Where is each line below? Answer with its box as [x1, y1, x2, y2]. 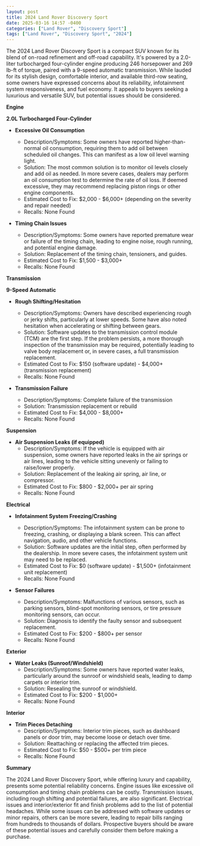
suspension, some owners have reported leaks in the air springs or [23, 451, 188, 458]
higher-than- [154, 138, 186, 145]
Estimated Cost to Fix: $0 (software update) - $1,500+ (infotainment [23, 562, 191, 570]
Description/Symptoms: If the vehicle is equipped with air [23, 445, 165, 452]
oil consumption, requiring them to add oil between [42, 145, 168, 152]
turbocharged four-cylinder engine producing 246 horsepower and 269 [17, 60, 193, 68]
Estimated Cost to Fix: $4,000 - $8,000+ [23, 409, 124, 416]
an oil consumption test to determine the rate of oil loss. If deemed [23, 176, 188, 184]
